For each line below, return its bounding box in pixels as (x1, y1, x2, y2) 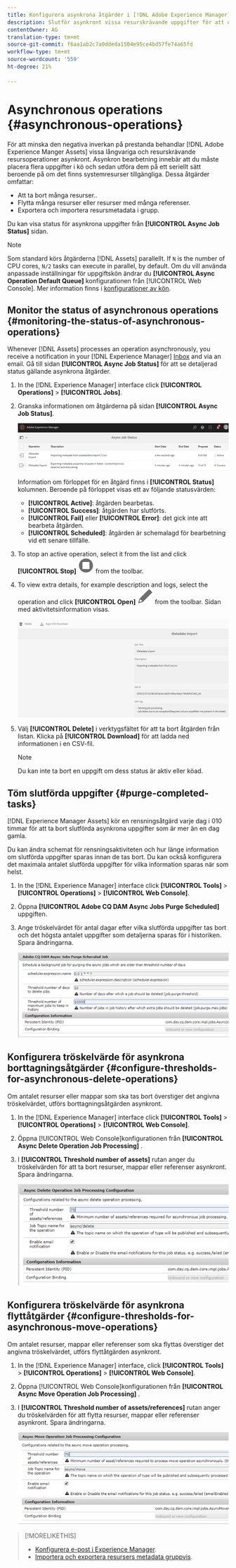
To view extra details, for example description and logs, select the (17, 580, 209, 589)
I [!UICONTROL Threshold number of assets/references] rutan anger (17, 1403, 221, 1411)
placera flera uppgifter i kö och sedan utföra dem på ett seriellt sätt (7, 162, 202, 171)
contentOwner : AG (7, 26, 58, 33)
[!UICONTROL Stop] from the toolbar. (17, 566, 144, 575)
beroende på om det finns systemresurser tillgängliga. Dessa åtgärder (7, 169, 210, 178)
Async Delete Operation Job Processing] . (17, 1142, 143, 1150)
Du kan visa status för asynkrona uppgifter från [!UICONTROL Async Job (7, 219, 220, 228)
